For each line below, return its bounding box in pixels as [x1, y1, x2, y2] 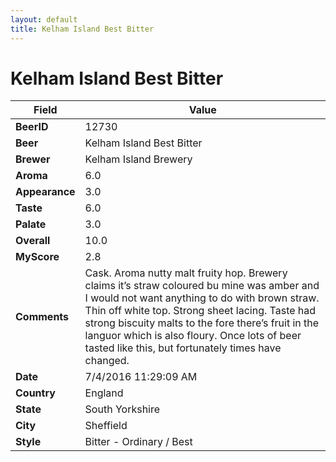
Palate [15, 217, 47, 231]
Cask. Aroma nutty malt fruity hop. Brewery [84, 266, 288, 280]
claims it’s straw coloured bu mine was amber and [84, 279, 320, 293]
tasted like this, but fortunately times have [84, 341, 282, 355]
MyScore [15, 250, 60, 264]
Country [15, 386, 56, 400]
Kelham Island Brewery [84, 152, 193, 166]
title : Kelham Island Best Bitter [10, 24, 155, 34]
